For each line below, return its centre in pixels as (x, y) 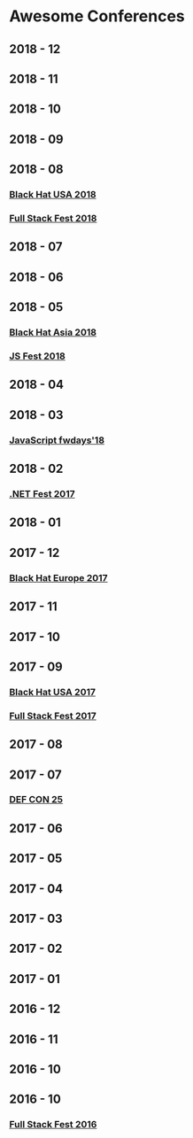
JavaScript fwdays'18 (57, 440)
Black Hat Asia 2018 (53, 332)
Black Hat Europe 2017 (58, 577)
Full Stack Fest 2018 (53, 218)
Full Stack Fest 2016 (53, 1125)
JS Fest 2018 (38, 356)
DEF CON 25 (36, 800)
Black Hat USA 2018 (53, 195)
